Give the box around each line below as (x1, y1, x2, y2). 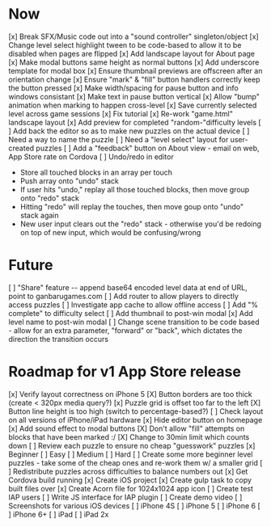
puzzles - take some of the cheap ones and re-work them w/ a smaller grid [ (8, 457, 263, 467)
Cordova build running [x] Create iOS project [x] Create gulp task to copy (8, 474, 252, 485)
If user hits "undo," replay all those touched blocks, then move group (19, 184, 250, 194)
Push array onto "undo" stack (19, 175, 120, 186)
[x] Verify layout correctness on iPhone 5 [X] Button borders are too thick (8, 389, 252, 398)
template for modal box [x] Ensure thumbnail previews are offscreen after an (8, 65, 263, 75)
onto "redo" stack (19, 193, 79, 203)
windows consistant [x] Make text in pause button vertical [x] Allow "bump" (8, 91, 260, 101)
